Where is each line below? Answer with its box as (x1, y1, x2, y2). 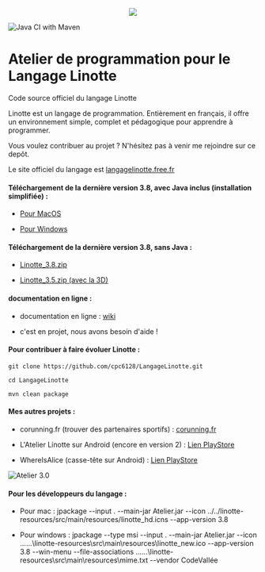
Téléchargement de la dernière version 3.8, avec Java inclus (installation (8, 182, 252, 192)
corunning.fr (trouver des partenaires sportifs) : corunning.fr (19, 424, 217, 434)
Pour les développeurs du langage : (8, 489, 127, 498)
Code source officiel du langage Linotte (8, 93, 137, 102)
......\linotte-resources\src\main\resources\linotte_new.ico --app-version (19, 539, 255, 548)
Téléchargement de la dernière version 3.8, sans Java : (8, 242, 192, 251)
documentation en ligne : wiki (19, 311, 116, 321)
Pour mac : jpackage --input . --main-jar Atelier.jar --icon (19, 506, 206, 516)
